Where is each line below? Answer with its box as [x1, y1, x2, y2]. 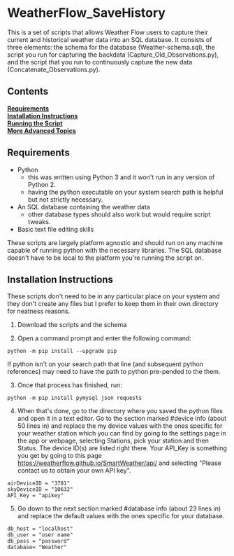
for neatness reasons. [7, 307, 71, 316]
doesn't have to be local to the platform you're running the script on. [7, 253, 204, 262]
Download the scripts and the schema [17, 321, 127, 329]
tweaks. [27, 217, 51, 225]
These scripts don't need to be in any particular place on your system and [7, 292, 220, 300]
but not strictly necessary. [27, 195, 103, 204]
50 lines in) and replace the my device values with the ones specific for [17, 422, 223, 430]
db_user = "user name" [7, 531, 73, 538]
